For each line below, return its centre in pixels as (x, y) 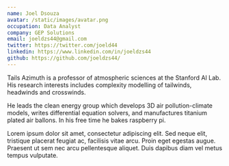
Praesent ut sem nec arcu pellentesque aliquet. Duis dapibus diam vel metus (115, 147)
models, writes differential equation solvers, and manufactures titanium (107, 112)
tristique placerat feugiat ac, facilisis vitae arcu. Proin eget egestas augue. (111, 141)
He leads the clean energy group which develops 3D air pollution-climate (110, 105)
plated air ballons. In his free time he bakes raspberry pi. (86, 120)
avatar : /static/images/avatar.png (58, 20)
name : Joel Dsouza (33, 13)
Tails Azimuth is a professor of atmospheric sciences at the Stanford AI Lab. (114, 78)
